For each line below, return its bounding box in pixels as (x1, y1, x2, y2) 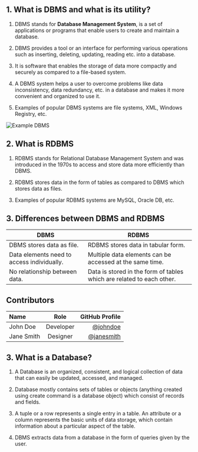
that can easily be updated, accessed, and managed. (14, 374, 144, 382)
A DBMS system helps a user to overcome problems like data (14, 80, 163, 87)
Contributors (6, 295, 55, 305)
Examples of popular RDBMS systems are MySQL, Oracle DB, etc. (14, 196, 175, 204)
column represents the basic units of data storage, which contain (14, 417, 173, 424)
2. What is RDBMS (6, 139, 74, 149)
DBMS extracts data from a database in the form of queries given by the (14, 434, 190, 441)
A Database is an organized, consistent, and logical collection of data (14, 368, 183, 375)
